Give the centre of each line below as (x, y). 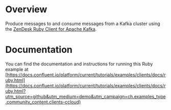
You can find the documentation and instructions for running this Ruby (79, 64)
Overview (26, 9)
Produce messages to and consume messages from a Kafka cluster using (83, 24)
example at (17, 69)
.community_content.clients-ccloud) (43, 102)
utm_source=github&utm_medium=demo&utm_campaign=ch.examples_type (86, 96)
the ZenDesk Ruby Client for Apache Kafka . (51, 29)
